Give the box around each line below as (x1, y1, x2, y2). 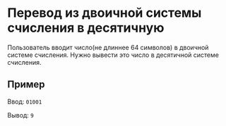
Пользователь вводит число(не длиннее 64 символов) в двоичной (7, 43, 209, 51)
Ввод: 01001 (7, 97, 42, 106)
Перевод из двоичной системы (7, 5, 202, 21)
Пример (7, 79, 45, 91)
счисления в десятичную (7, 20, 165, 36)
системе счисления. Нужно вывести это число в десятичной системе (7, 51, 219, 59)
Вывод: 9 (7, 111, 34, 119)
